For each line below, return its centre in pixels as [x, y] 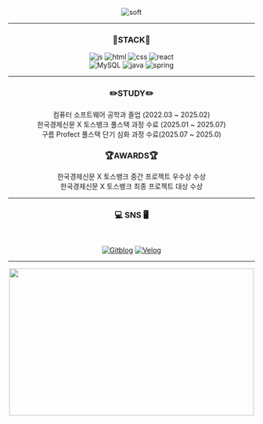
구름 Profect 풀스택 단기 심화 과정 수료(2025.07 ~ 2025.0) [131, 134]
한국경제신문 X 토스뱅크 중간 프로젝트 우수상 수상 [131, 176]
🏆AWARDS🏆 [131, 155]
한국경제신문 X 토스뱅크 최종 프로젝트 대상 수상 [131, 186]
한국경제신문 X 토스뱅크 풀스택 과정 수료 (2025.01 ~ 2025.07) [131, 124]
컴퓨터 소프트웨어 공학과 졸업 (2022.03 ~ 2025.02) [131, 115]
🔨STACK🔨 [131, 39]
